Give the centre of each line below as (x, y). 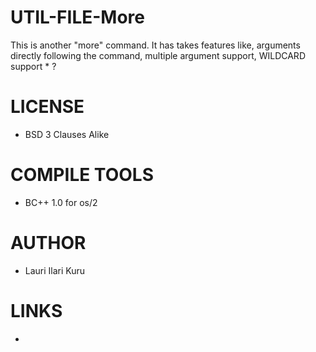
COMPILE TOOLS (82, 175)
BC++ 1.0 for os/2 (61, 202)
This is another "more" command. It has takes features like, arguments (155, 45)
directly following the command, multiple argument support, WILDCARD (158, 55)
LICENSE (47, 107)
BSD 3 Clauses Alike (67, 134)
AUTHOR (48, 243)
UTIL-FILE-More (78, 17)
